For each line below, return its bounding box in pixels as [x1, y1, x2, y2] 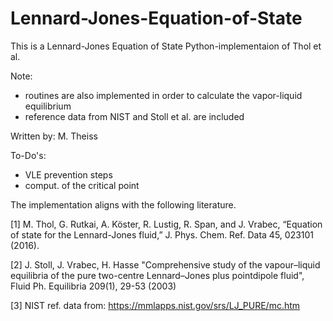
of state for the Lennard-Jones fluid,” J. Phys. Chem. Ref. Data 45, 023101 [10, 228, 315, 241]
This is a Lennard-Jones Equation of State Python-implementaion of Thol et [10, 40, 322, 52]
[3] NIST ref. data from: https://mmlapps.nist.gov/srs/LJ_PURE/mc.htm [10, 299, 301, 311]
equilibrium [24, 100, 72, 112]
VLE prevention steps [24, 168, 113, 181]
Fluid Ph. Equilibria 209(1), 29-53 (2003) [10, 280, 177, 292]
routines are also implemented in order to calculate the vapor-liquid [24, 89, 303, 101]
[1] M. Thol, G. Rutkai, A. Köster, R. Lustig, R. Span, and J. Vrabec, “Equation [10, 218, 323, 230]
